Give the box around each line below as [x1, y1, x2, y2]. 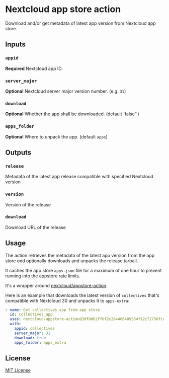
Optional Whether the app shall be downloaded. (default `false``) [5, 111, 139, 117]
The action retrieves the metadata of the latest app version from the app [5, 252, 155, 258]
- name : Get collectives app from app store [5, 307, 100, 313]
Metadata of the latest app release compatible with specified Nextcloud [5, 174, 153, 180]
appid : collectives [14, 326, 55, 331]
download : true [14, 335, 46, 340]
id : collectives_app [10, 312, 53, 317]
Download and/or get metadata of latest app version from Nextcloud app [5, 20, 156, 26]
